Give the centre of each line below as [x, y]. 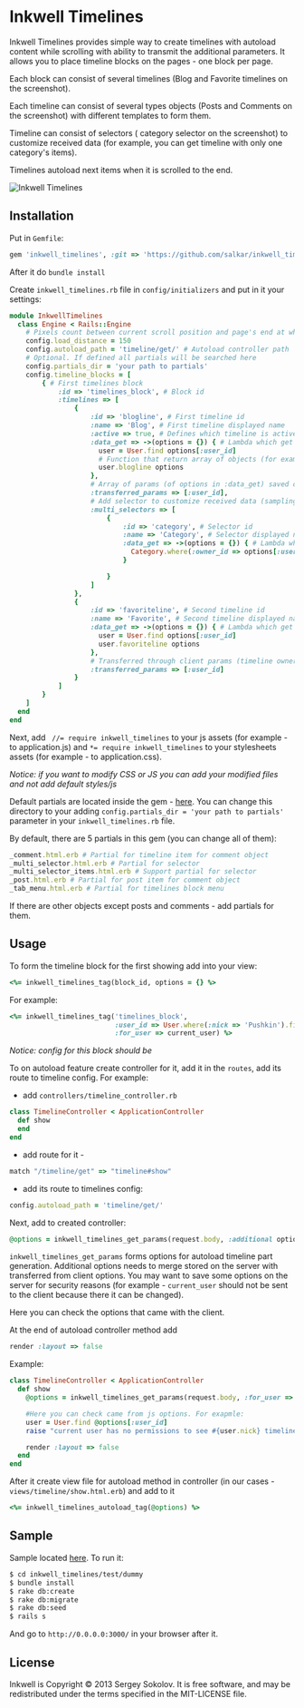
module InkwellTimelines [56, 316]
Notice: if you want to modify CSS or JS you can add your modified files [144, 774]
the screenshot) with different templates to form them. [110, 115]
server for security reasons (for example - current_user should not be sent [149, 1285]
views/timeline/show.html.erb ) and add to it [92, 1491]
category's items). [43, 152]
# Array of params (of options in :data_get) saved [190, 484]
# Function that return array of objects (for [188, 459]
